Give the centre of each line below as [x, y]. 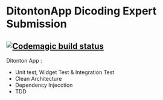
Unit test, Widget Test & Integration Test [65, 72]
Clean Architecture [38, 79]
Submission [37, 24]
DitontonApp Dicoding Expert [81, 11]
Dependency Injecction [44, 85]
